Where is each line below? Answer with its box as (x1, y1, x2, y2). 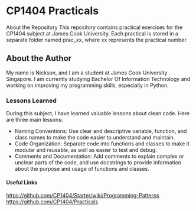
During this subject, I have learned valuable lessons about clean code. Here (6, 110, 190, 117)
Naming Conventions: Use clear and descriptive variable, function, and (14, 128, 187, 135)
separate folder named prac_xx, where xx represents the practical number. (6, 36, 188, 43)
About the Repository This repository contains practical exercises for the (6, 24, 183, 31)
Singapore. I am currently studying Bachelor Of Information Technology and (6, 75, 191, 82)
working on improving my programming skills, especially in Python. (6, 82, 169, 89)
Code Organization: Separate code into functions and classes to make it (14, 140, 190, 147)
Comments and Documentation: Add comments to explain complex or (14, 152, 184, 160)
